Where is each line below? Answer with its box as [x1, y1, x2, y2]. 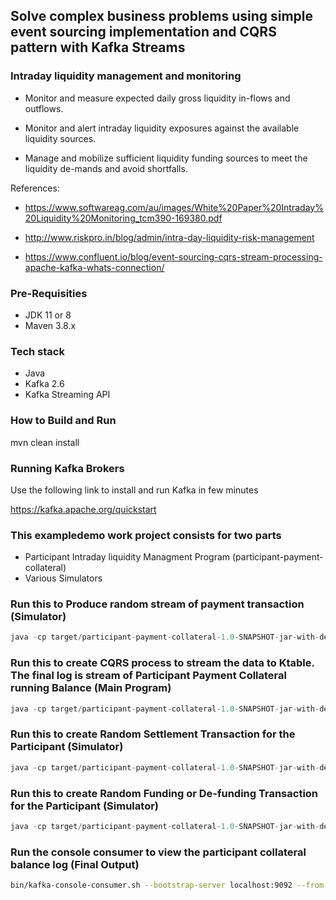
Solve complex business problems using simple [10, 8, 314, 25]
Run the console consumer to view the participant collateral [10, 845, 307, 859]
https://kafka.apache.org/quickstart [10, 503, 157, 515]
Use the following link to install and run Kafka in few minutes [10, 484, 259, 496]
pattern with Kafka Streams [10, 39, 186, 56]
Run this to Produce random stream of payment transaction [10, 597, 305, 611]
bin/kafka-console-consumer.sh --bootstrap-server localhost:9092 [10, 880, 293, 891]
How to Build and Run [10, 414, 117, 428]
